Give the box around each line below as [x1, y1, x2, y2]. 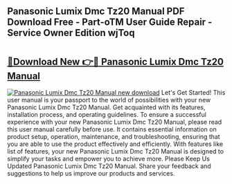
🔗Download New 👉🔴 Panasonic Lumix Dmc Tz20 [7, 55, 224, 68]
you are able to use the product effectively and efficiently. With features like [7, 140, 224, 148]
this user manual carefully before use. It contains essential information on [7, 125, 217, 134]
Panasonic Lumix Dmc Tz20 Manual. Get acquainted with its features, [7, 103, 206, 111]
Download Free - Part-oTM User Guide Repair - [7, 17, 213, 28]
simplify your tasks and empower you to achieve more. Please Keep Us [7, 155, 210, 163]
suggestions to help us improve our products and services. [7, 169, 175, 177]
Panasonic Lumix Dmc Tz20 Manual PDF [7, 6, 185, 17]
